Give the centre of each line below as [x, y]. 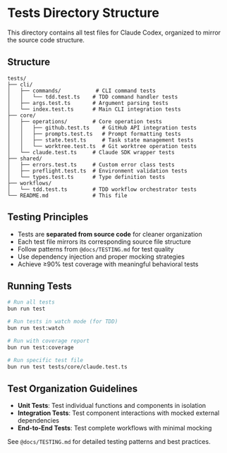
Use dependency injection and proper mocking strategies [101, 256]
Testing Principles [48, 217]
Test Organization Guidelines [73, 389]
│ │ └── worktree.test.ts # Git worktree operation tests [102, 146]
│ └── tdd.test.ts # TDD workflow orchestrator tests [102, 189]
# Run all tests [31, 302]
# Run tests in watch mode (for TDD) [63, 322]
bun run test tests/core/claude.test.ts [68, 367]
